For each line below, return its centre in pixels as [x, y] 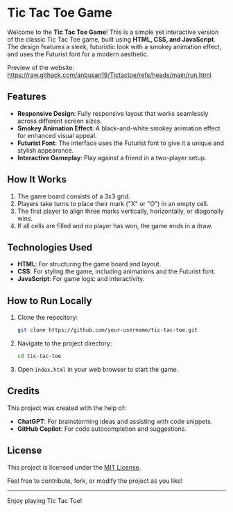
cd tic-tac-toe [39, 356]
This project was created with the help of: [67, 408]
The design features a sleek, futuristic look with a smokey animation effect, [114, 46]
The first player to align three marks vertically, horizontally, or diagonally [120, 211]
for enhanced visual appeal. [57, 135]
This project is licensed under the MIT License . [74, 467]
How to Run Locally [50, 301]
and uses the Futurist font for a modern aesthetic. [78, 54]
